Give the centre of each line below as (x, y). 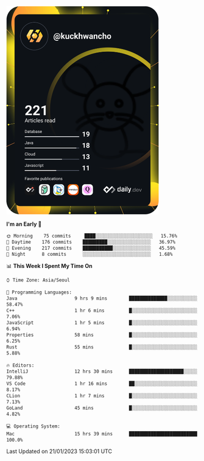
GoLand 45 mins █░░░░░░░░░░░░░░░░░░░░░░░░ (102, 408)
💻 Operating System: (33, 426)
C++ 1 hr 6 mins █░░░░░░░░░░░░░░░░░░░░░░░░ (102, 311)
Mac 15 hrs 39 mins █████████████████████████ (102, 434)
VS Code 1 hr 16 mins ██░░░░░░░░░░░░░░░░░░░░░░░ (102, 384)
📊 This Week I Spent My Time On (49, 266)
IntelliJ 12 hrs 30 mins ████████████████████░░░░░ (102, 371)
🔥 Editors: (20, 365)
